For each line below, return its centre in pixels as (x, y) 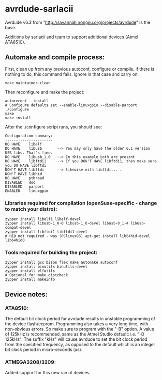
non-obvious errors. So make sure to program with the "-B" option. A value (80, 329)
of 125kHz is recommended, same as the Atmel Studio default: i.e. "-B (74, 334)
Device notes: (26, 294)
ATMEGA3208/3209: (30, 362)
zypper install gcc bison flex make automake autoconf (61, 263)
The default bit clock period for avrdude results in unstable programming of (80, 319)
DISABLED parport (25, 187)
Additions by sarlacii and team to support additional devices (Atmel (72, 37)
